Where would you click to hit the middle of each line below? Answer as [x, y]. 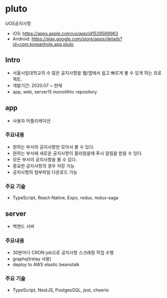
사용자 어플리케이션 [31, 121]
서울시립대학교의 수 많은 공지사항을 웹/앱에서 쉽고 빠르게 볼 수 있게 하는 [82, 73]
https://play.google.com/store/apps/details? [77, 39]
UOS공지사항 [18, 23]
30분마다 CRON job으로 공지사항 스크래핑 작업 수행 [63, 253]
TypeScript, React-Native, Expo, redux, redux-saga [65, 198]
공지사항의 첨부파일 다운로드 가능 [45, 172]
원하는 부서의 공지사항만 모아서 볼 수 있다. [53, 147]
